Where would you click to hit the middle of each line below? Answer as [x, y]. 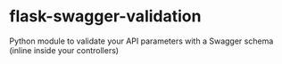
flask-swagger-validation [105, 16]
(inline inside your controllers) [64, 50]
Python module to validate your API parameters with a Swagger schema [141, 41]
